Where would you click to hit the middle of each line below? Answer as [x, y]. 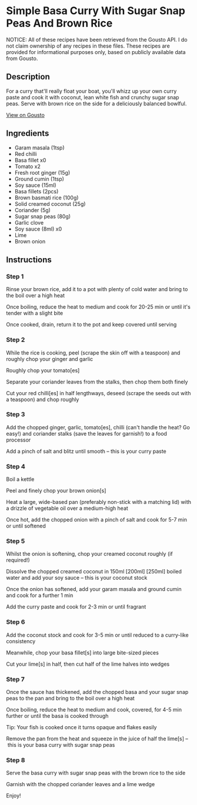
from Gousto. [22, 58]
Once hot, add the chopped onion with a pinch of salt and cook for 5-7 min [96, 520]
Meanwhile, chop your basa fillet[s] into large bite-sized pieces [82, 652]
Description [28, 77]
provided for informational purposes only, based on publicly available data [96, 52]
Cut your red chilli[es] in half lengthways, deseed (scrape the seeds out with [98, 393]
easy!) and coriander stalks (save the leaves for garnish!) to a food [87, 433]
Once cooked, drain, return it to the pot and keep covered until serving [91, 325]
